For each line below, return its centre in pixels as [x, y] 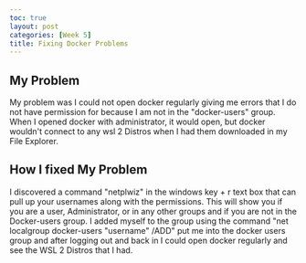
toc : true [28, 18]
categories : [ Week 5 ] [51, 35]
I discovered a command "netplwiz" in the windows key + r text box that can [153, 192]
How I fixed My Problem [79, 170]
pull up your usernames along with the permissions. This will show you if [146, 201]
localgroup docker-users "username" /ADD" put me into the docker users [148, 230]
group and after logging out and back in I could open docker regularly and [148, 240]
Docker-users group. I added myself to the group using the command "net [149, 221]
